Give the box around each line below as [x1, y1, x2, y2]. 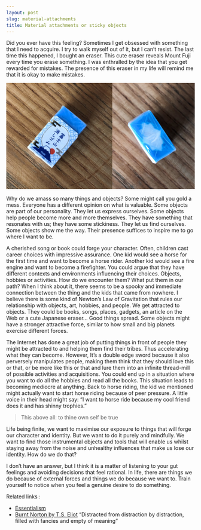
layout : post [6, 10, 39, 16]
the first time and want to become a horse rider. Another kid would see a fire [6, 257, 194, 264]
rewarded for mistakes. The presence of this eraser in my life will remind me [6, 65, 194, 72]
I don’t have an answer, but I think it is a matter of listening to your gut [6, 462, 178, 469]
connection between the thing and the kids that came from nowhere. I [6, 289, 178, 296]
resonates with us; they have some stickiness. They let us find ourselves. [6, 220, 187, 227]
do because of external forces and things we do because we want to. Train [6, 475, 191, 482]
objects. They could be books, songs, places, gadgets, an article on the [6, 308, 182, 315]
